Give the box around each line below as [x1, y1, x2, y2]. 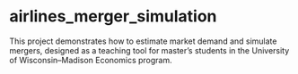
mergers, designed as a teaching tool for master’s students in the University [9, 45, 290, 55]
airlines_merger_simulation [9, 6, 217, 27]
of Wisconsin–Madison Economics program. [9, 54, 172, 65]
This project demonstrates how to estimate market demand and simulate [9, 36, 277, 46]
